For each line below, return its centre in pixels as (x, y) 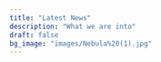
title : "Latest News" (50, 18)
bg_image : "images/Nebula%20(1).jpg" (81, 43)
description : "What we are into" (73, 26)
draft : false (34, 35)
